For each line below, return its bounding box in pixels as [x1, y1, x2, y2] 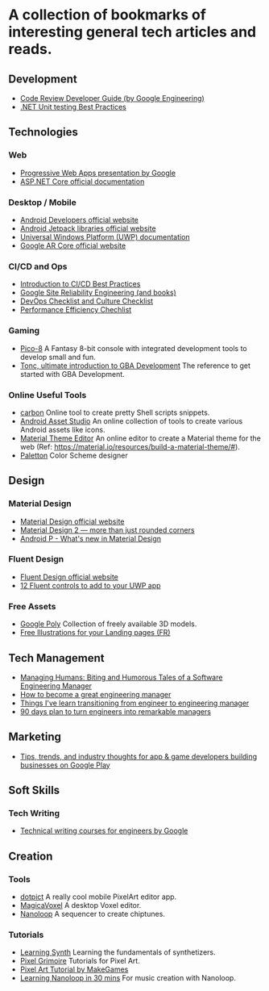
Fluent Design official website [19, 571, 119, 582]
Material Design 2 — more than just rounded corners [19, 525, 195, 534]
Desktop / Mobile [8, 196, 77, 207]
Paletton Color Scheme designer [19, 450, 128, 460]
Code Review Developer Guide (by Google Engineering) [19, 94, 205, 102]
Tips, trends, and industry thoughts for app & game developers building [19, 751, 258, 761]
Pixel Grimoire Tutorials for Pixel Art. [19, 956, 141, 966]
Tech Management [8, 651, 105, 665]
